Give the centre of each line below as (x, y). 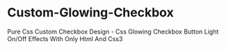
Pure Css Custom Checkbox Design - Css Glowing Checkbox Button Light (113, 32)
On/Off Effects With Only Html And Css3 (65, 38)
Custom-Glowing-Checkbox (90, 13)
